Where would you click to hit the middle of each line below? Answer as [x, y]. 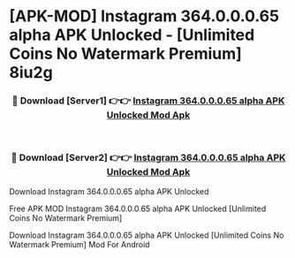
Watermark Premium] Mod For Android [79, 244]
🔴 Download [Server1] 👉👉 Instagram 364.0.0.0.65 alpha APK [148, 101]
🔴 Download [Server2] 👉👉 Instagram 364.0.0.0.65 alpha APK [148, 158]
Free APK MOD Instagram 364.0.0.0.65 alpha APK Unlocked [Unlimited [138, 209]
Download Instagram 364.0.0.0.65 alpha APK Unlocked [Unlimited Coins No [147, 235]
